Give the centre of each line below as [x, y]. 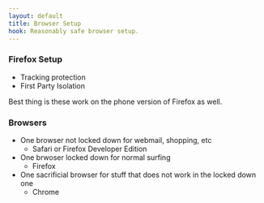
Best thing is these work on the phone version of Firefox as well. [115, 101]
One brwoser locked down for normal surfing [95, 157]
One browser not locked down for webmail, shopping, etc [116, 140]
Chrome [45, 192]
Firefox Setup [36, 59]
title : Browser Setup [45, 24]
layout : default [36, 16]
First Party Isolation [53, 85]
